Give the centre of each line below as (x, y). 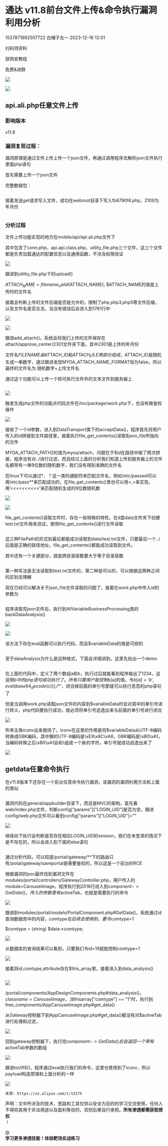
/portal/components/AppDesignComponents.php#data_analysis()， (74, 993)
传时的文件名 (18, 292)
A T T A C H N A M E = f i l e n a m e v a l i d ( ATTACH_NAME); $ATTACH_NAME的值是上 (82, 285)
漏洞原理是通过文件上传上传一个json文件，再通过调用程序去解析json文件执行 (84, 157)
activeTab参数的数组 (26, 1047)
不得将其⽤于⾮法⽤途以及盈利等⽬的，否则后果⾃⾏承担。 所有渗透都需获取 (82, 1110)
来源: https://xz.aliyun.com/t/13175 (44, 1094)
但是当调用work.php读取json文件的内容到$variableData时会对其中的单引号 (82, 703)
